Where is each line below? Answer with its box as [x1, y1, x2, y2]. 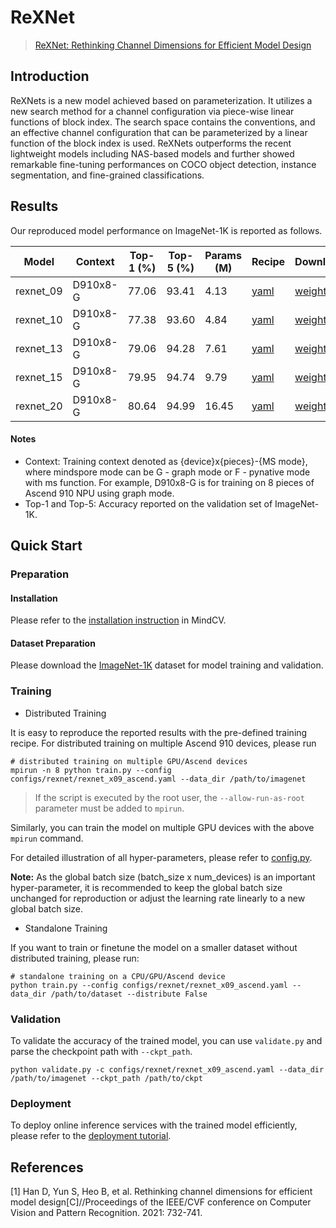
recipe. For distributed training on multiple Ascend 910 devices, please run [10, 737, 317, 749]
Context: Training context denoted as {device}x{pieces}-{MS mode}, [24, 455, 308, 467]
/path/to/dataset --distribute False [50, 989, 208, 999]
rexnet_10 [15, 312, 63, 326]
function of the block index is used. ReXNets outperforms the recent [10, 137, 292, 149]
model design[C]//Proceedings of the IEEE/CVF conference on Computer [10, 1196, 312, 1208]
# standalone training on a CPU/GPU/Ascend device [10, 971, 226, 981]
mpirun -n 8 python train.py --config [10, 765, 172, 775]
